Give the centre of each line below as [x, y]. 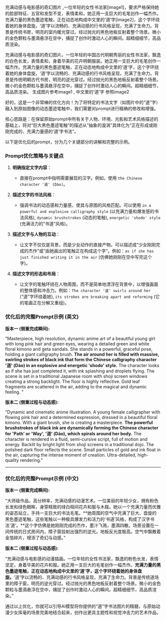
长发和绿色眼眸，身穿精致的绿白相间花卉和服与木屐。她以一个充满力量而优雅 [83, 507]
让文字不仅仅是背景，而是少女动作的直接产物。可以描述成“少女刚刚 [88, 245]
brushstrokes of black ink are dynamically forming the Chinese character [82, 428]
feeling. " [14, 392]
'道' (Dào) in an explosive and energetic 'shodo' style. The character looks [82, 365]
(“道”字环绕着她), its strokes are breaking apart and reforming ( [87, 297]
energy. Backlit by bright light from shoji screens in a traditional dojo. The [80, 444]
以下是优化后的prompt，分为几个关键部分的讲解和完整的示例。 [69, 142]
